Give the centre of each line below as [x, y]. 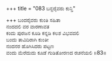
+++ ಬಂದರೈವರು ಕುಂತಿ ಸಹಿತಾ [33, 20]
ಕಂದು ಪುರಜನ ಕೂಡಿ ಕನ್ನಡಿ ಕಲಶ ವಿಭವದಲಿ [43, 33]
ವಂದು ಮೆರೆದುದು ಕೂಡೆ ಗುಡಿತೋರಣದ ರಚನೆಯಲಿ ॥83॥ [56, 53]
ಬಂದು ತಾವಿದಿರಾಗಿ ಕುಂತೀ [27, 40]
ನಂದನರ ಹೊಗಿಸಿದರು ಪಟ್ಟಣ [30, 46]
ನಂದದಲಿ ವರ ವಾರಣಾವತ [28, 26]
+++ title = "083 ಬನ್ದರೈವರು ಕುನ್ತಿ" [41, 8]
